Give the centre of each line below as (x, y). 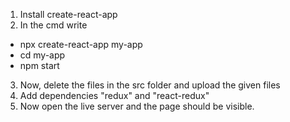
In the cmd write (53, 25)
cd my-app (42, 55)
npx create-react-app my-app (81, 44)
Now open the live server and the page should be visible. (137, 106)
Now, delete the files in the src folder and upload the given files (150, 85)
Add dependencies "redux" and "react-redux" (114, 95)
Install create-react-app (68, 14)
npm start (39, 65)
